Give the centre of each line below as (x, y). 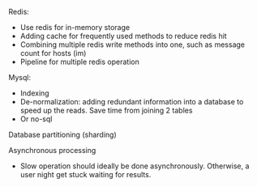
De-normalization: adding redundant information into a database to (132, 102)
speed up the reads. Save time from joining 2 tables (106, 110)
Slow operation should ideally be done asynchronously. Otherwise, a (135, 166)
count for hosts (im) (53, 53)
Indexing (35, 93)
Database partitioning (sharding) (62, 134)
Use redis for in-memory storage (75, 27)
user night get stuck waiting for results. (86, 174)
